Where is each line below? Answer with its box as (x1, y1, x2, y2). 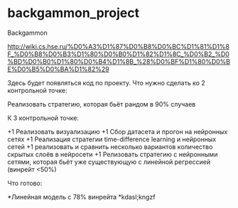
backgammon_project (7, 5, 140, 21)
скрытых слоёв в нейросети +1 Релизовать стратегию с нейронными (7, 150, 218, 158)
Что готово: (7, 179, 43, 187)
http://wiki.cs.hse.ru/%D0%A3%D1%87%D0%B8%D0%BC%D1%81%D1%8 (7, 42, 229, 50)
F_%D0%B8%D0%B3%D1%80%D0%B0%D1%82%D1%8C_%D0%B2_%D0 (7, 50, 229, 58)
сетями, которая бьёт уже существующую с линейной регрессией (7, 158, 211, 166)
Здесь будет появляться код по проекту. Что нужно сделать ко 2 (7, 78, 206, 87)
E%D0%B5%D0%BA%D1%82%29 (7, 65, 110, 73)
